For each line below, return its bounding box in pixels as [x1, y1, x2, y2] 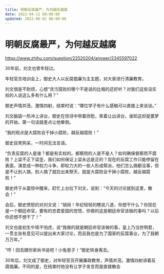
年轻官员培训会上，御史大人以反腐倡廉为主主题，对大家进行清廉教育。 [5, 76, 146, 82]
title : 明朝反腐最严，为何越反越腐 [5, 7, 68, 12]
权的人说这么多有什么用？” [5, 92, 59, 98]
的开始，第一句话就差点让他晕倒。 [5, 119, 74, 125]
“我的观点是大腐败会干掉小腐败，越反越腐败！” [5, 130, 99, 136]
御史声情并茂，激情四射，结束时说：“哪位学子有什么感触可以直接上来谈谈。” [5, 103, 157, 109]
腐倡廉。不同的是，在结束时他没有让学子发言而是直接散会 [5, 264, 121, 270]
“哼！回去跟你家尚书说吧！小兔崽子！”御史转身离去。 [5, 247, 112, 253]
